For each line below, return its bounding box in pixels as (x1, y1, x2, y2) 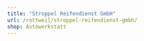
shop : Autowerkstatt (7, 23, 67, 30)
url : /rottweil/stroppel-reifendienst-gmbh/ (7, 17, 138, 24)
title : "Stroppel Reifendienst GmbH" (7, 10, 116, 17)
